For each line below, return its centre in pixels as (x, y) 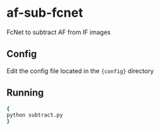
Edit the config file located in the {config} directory (80, 70)
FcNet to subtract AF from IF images (59, 32)
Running (25, 93)
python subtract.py (35, 115)
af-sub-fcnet (45, 13)
